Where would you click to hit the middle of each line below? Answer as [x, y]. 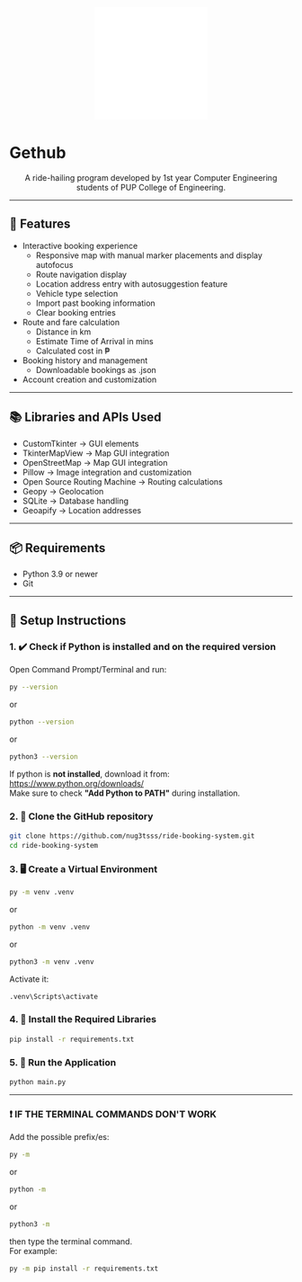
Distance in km [63, 332]
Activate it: [29, 979]
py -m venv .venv [42, 893]
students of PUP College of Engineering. [151, 187]
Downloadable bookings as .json [96, 369]
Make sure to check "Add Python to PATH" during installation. [125, 793]
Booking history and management [85, 360]
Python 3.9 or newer [60, 574]
